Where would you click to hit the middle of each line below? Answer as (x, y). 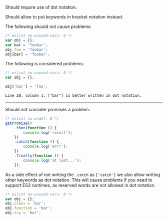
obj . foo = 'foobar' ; (27, 49)
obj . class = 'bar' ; (25, 204)
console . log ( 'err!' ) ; (46, 147)
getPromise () (19, 123)
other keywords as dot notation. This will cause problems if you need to (79, 180)
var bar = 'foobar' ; (27, 45)
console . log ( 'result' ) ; (48, 132)
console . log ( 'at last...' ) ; (52, 160)
